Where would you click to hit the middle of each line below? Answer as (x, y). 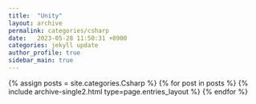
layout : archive (35, 23)
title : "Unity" (35, 16)
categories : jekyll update (53, 46)
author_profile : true (45, 53)
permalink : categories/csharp (59, 30)
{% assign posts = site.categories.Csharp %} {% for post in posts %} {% (128, 83)
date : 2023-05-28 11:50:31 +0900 (68, 38)
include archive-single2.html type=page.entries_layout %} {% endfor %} (128, 91)
